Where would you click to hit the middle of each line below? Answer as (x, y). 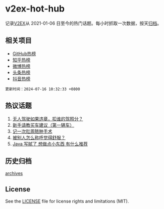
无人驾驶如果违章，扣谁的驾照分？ (48, 119)
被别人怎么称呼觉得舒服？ (39, 137)
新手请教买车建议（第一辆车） (43, 125)
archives (14, 173)
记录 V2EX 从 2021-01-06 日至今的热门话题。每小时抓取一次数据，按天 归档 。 (84, 23)
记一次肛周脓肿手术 (32, 131)
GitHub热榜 (24, 54)
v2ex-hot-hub (35, 9)
